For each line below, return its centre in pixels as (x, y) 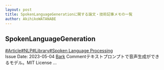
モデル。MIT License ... (33, 63)
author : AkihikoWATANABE (31, 19)
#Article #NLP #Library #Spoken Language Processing (59, 51)
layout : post (19, 10)
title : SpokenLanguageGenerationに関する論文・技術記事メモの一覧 (69, 14)
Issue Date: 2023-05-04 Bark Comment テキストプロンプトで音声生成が (78, 57)
